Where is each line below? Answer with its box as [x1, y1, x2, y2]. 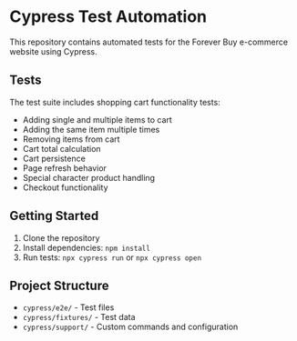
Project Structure [9, 277, 109, 293]
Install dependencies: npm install [22, 242, 150, 253]
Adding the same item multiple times [22, 124, 160, 135]
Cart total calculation [22, 143, 102, 154]
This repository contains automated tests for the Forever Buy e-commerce [9, 36, 289, 47]
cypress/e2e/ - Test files [22, 302, 115, 313]
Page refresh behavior [22, 162, 108, 174]
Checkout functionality [22, 182, 108, 193]
